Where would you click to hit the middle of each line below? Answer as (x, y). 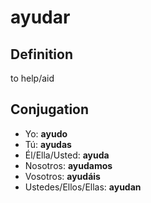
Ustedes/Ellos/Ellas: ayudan (83, 187)
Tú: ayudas (48, 144)
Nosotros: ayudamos (68, 165)
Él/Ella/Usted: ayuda (67, 155)
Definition (41, 54)
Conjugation (50, 109)
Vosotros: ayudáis (62, 176)
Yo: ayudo (46, 133)
